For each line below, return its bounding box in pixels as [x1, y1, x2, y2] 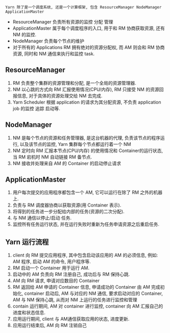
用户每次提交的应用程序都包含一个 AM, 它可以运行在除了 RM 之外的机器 [12, 189, 163, 195]
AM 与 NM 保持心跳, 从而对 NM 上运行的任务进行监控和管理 [12, 297, 137, 303]
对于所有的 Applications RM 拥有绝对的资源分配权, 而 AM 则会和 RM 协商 [12, 44, 165, 50]
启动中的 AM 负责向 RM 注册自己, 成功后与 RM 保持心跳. [12, 271, 130, 277]
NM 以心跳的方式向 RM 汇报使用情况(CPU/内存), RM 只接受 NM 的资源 [12, 86, 159, 92]
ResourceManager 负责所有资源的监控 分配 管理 [12, 19, 114, 24]
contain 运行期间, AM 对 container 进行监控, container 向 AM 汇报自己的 [12, 303, 163, 310]
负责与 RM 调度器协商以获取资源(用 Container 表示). [12, 202, 121, 208]
